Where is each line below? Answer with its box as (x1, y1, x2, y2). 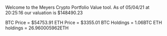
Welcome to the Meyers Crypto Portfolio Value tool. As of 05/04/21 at (5, 5, 150, 10)
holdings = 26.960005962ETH (5, 25, 69, 31)
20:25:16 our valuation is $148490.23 (5, 10, 83, 16)
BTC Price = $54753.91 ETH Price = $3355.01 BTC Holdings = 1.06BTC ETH (5, 20, 162, 25)
